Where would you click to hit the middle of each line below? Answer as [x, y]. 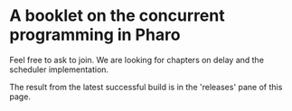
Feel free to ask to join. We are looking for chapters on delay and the [137, 60]
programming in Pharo [95, 35]
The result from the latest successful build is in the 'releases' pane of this [146, 87]
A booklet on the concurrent [117, 16]
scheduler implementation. [59, 69]
